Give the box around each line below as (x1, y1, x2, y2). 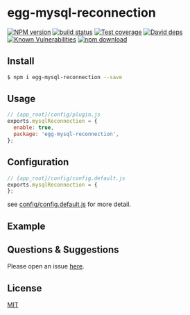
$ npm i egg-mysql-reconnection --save (7, 74, 123, 80)
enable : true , (13, 124, 54, 131)
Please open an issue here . (7, 262, 85, 271)
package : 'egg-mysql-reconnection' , (13, 130, 119, 138)
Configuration (7, 156, 69, 168)
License (7, 282, 42, 294)
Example (7, 220, 46, 232)
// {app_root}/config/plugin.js (7, 111, 101, 119)
